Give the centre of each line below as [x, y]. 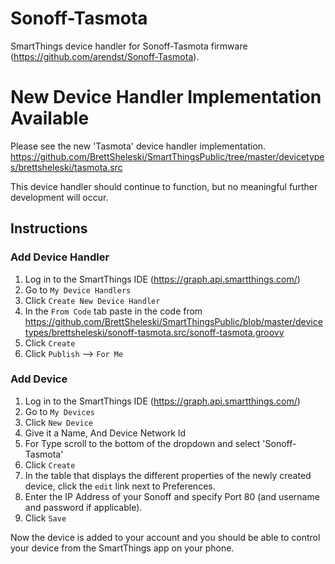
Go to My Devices [59, 411]
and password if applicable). [83, 507]
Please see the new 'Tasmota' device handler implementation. [138, 146]
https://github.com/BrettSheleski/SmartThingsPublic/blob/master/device [173, 321]
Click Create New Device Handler [92, 300]
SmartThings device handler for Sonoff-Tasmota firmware [129, 46]
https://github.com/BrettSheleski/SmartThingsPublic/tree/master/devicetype [167, 156]
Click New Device [59, 422]
